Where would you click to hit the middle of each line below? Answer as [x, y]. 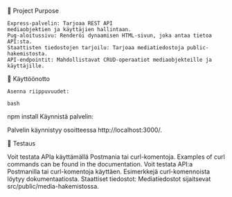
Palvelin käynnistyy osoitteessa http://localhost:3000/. [85, 130]
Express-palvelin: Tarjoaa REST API [60, 24]
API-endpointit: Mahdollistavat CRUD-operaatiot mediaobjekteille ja [110, 60]
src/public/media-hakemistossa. [53, 186]
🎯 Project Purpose [33, 11]
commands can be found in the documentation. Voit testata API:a [100, 164]
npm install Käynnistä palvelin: [50, 117]
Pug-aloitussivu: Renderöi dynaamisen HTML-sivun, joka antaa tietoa [110, 35]
